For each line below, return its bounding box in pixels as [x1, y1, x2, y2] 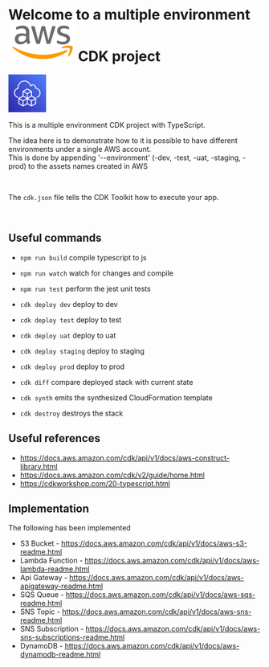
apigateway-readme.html [19, 581, 104, 591]
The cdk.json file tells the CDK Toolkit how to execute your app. [8, 192, 219, 202]
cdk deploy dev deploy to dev [19, 299, 118, 309]
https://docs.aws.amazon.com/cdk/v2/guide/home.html [19, 470, 205, 480]
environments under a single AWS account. [8, 144, 152, 153]
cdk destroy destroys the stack [19, 408, 124, 418]
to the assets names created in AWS [27, 161, 149, 170]
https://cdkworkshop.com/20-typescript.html [19, 478, 170, 488]
